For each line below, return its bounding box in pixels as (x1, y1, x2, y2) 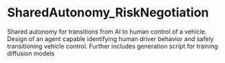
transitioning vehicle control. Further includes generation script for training (7, 42, 218, 50)
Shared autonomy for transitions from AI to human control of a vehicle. (7, 27, 207, 36)
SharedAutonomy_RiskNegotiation (7, 5, 209, 21)
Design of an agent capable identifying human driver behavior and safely (7, 34, 214, 42)
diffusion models (7, 49, 55, 58)
